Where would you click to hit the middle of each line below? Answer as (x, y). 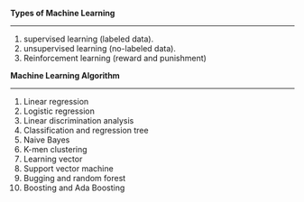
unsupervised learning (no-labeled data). (100, 48)
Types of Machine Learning (63, 13)
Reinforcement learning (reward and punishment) (115, 58)
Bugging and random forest (74, 178)
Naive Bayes (46, 140)
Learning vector (53, 159)
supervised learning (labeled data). (88, 39)
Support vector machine (68, 169)
